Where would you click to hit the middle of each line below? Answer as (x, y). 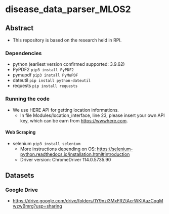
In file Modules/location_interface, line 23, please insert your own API (92, 115)
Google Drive (22, 190)
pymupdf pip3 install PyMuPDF (45, 75)
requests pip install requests (45, 86)
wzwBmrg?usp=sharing (37, 206)
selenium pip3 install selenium (47, 143)
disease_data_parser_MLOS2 (68, 9)
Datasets (20, 176)
